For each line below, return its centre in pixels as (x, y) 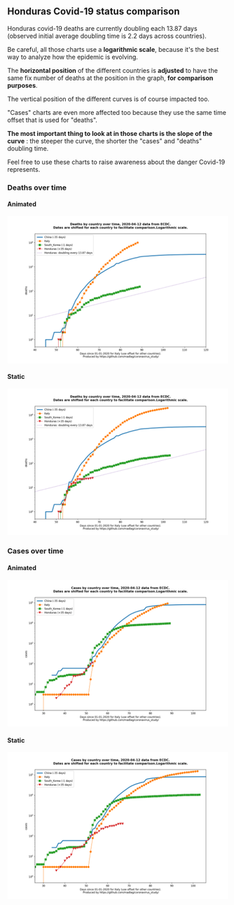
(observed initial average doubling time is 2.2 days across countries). (107, 36)
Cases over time (36, 551)
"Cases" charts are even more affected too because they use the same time (117, 112)
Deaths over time (37, 187)
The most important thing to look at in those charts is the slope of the (110, 133)
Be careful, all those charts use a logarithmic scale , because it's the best (113, 49)
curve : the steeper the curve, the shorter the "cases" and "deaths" (105, 141)
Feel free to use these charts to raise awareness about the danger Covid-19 (116, 162)
